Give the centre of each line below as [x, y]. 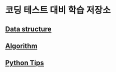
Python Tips [25, 63]
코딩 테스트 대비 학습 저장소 [58, 10]
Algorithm [21, 46]
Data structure [28, 29]
